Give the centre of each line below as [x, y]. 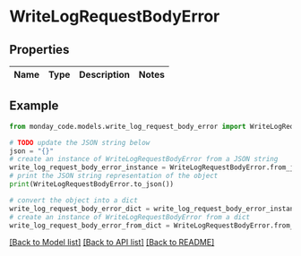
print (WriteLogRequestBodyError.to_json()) [92, 184]
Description [104, 75]
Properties [39, 50]
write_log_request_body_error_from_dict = [90, 226]
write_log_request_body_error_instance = [88, 167]
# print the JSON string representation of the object [114, 176]
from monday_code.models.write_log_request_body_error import [128, 126]
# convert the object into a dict [74, 200]
